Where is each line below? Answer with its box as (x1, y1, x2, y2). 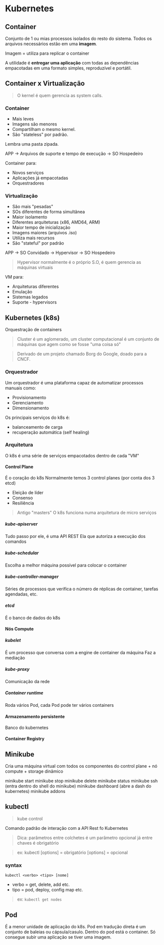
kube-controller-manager (5, 573, 59, 579)
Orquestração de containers (5, 327, 62, 333)
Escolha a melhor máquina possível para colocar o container (5, 562, 127, 568)
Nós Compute (5, 626, 34, 632)
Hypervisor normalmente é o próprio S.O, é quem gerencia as (17, 259, 141, 265)
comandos (5, 538, 27, 544)
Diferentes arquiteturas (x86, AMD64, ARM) (12, 220, 100, 225)
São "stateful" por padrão (12, 240, 65, 246)
